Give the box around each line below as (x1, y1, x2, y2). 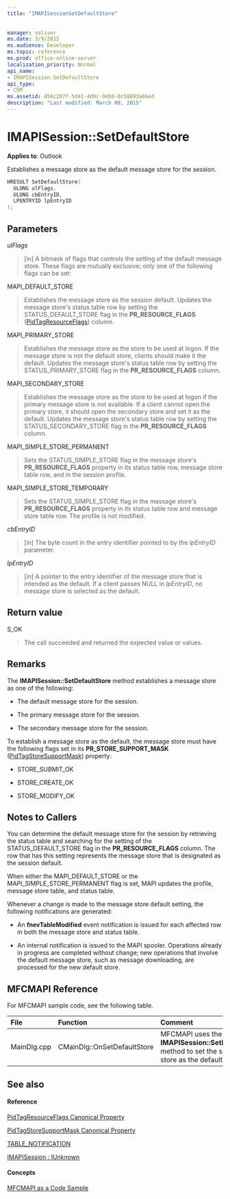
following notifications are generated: (7, 908, 113, 916)
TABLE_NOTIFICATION (7, 1139, 71, 1147)
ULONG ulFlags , (13, 185, 57, 192)
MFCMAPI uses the (160, 1029, 222, 1039)
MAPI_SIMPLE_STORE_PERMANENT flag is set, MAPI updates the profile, (7, 879, 214, 888)
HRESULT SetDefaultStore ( (7, 178, 81, 186)
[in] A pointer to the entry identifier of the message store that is (23, 572, 203, 581)
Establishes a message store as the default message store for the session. (7, 165, 217, 173)
